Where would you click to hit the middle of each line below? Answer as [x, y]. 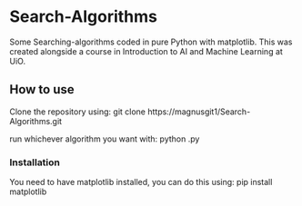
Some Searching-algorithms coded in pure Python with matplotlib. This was [151, 42]
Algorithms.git [35, 121]
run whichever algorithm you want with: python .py [105, 139]
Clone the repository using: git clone [78, 112]
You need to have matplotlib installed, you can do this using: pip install [141, 182]
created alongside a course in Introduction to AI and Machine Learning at [146, 51]
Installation [35, 162]
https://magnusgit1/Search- [199, 112]
